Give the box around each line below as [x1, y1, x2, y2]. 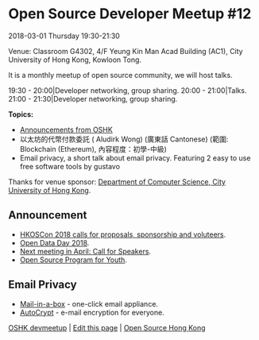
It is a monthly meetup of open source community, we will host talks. [8, 70, 233, 79]
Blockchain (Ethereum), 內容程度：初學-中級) [19, 144, 167, 153]
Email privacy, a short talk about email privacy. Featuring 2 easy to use [19, 153, 251, 163]
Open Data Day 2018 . [19, 238, 90, 247]
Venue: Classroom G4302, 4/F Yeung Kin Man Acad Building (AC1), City [8, 46, 244, 56]
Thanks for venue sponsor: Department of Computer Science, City [8, 176, 226, 187]
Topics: [8, 109, 34, 119]
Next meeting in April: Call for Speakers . [19, 246, 152, 256]
